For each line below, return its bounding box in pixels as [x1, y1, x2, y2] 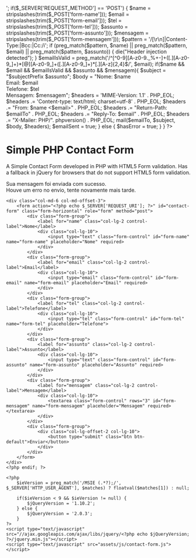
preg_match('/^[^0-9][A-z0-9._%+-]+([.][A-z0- [76, 55, 190, 61]
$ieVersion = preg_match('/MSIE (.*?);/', [16, 479, 122, 486]
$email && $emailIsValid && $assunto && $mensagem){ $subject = [6, 67, 167, 74]
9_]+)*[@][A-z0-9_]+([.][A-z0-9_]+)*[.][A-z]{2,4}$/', [6, 60, 133, 67]
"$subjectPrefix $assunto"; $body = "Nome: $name [6, 73, 131, 80]
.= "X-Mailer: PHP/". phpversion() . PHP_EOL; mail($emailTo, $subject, [6, 117, 176, 124]
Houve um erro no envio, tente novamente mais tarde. [6, 186, 136, 193]
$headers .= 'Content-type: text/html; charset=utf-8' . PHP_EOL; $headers [6, 98, 186, 105]
